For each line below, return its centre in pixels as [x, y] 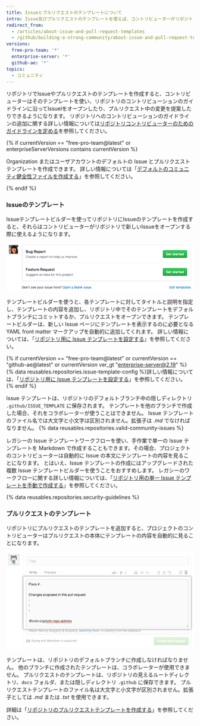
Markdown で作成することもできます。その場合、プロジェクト [115, 448]
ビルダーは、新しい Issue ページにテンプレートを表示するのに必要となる [105, 324]
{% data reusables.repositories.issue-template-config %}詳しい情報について [100, 372]
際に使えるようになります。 [40, 234]
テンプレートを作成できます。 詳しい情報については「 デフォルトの [87, 169]
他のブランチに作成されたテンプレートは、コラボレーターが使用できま [104, 667]
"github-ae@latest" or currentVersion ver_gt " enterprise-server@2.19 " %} [97, 365]
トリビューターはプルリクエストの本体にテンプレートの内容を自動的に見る [97, 535]
